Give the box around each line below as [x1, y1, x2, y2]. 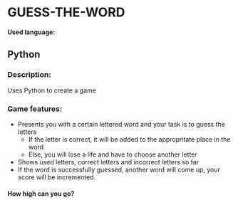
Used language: [7, 28, 56, 36]
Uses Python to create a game [7, 86, 96, 95]
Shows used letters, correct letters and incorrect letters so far [17, 157, 200, 166]
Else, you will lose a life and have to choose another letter [28, 150, 197, 159]
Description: [7, 70, 51, 80]
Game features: [7, 104, 63, 114]
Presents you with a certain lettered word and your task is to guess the [17, 120, 226, 128]
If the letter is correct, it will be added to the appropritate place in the [28, 135, 231, 143]
